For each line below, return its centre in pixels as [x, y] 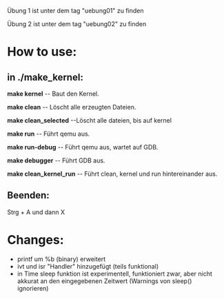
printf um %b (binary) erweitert [61, 259]
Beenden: [28, 195]
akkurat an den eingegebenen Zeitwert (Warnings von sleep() [104, 281]
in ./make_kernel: [45, 77]
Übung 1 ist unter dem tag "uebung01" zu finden [75, 11]
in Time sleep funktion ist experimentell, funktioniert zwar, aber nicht [114, 274]
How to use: [42, 52]
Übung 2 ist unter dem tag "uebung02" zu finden [77, 24]
